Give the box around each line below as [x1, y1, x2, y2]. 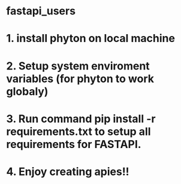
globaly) [6, 85, 49, 98]
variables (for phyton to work [6, 72, 155, 85]
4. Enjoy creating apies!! [6, 165, 130, 178]
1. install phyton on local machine [6, 32, 176, 46]
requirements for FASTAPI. [6, 137, 142, 151]
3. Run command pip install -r [6, 112, 156, 125]
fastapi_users [6, 4, 76, 18]
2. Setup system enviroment [6, 59, 150, 73]
